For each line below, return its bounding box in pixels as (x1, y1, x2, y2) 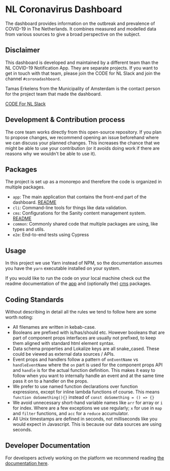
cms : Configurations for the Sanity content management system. (12, 210, 146, 216)
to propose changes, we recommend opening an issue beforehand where (5, 134, 159, 140)
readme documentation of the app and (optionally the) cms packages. (5, 280, 152, 287)
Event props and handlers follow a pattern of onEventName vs (12, 357, 139, 362)
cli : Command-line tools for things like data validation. (12, 205, 128, 211)
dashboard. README (12, 199, 57, 205)
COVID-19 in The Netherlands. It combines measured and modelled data (5, 25, 156, 32)
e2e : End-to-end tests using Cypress (12, 232, 89, 238)
